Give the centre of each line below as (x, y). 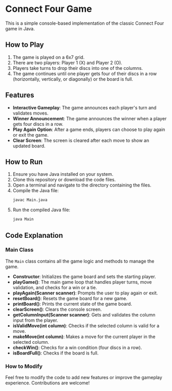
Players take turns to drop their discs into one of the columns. (78, 68)
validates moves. (30, 113)
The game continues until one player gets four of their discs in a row (85, 73)
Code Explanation (34, 235)
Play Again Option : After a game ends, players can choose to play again (89, 129)
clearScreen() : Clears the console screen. (57, 309)
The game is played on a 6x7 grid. (49, 57)
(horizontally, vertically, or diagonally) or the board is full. (73, 79)
